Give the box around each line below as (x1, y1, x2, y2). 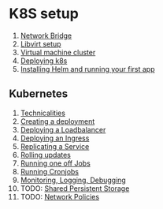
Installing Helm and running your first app (20, 64, 156, 73)
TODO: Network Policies (20, 192, 100, 201)
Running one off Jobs (20, 159, 91, 168)
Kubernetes (9, 88, 69, 101)
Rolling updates (20, 150, 72, 159)
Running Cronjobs (20, 166, 80, 176)
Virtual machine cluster (20, 47, 96, 57)
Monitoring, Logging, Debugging (20, 175, 127, 185)
